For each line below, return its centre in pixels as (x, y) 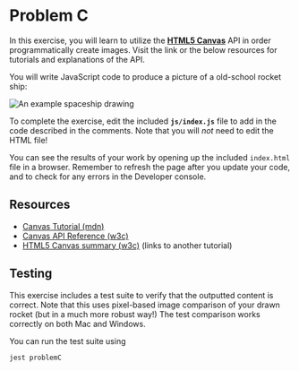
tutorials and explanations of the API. (77, 59)
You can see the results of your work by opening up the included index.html (150, 157)
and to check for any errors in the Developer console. (108, 177)
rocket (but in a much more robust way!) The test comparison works (135, 314)
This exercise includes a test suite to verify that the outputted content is (141, 295)
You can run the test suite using (68, 341)
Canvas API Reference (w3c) (75, 236)
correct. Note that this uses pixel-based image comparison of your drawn (145, 305)
